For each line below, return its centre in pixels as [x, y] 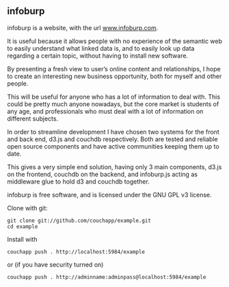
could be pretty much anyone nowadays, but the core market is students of [113, 104]
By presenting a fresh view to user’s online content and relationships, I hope [114, 68]
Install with [22, 239]
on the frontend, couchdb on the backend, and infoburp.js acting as [103, 174]
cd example [23, 226]
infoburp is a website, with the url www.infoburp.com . [83, 27]
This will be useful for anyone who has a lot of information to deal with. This [114, 97]
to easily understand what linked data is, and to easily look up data [101, 48]
